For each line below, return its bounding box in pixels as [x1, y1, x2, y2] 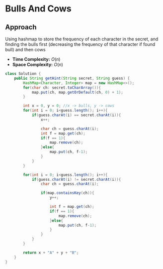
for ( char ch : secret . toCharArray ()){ [23, 85, 101, 90]
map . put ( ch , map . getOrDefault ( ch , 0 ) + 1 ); [31, 90, 123, 95]
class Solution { [5, 71, 41, 76]
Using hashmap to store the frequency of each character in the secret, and [5, 36, 159, 42]
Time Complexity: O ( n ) [12, 56, 61, 62]
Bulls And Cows [5, 3, 72, 14]
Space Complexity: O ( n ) [12, 62, 63, 67]
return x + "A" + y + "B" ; [23, 250, 79, 255]
